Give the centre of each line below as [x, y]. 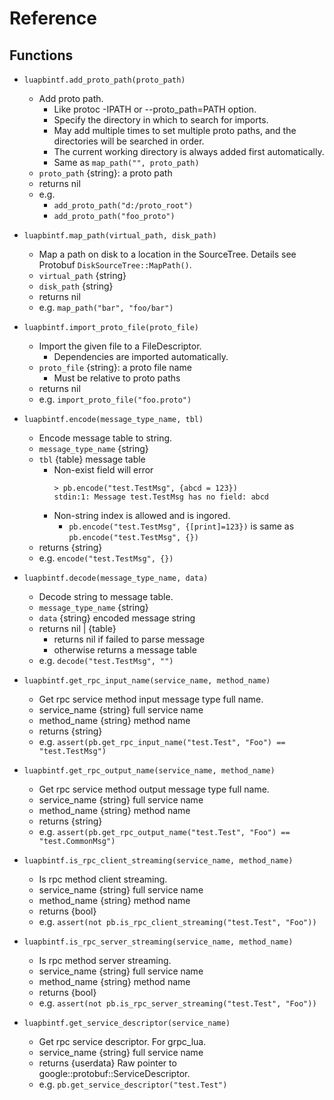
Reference [53, 18]
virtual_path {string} [82, 275]
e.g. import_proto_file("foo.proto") [115, 399]
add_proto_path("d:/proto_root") [123, 206]
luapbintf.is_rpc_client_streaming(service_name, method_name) [158, 861]
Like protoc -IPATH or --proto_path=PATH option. [155, 109]
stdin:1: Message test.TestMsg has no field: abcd [161, 497]
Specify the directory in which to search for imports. [161, 120]
